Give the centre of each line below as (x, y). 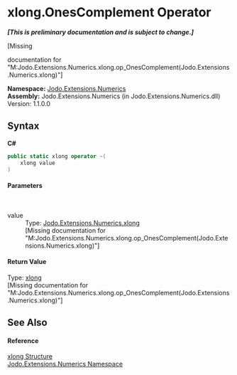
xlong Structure (30, 356)
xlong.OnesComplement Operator (109, 12)
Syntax (23, 126)
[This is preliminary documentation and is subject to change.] (100, 32)
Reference (23, 340)
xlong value (38, 163)
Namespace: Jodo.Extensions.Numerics (67, 88)
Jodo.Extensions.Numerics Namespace (65, 364)
